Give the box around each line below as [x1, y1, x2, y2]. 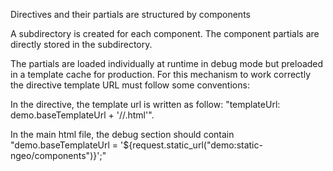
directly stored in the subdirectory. [10, 39, 153, 50]
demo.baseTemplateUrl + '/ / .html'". [10, 109, 155, 121]
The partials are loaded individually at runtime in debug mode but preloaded [10, 58, 324, 69]
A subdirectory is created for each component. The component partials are [10, 28, 320, 39]
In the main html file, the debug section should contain [10, 129, 235, 140]
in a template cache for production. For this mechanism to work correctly [10, 69, 312, 80]
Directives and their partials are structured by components [10, 9, 251, 20]
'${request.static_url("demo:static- [120, 139, 263, 151]
